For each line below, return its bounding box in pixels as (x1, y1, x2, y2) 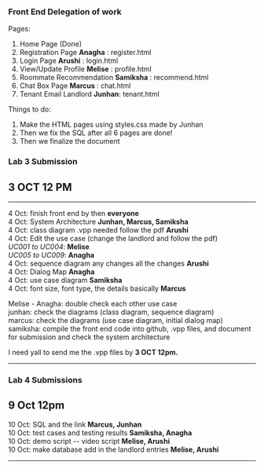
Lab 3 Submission (8, 156, 78, 167)
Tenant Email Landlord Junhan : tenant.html (19, 90, 159, 99)
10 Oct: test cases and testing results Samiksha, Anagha (8, 427, 192, 438)
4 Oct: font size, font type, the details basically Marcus (8, 284, 186, 293)
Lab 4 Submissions (8, 374, 82, 385)
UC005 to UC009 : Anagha (8, 251, 95, 260)
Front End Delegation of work (8, 6, 122, 17)
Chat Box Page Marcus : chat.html (19, 81, 131, 90)
